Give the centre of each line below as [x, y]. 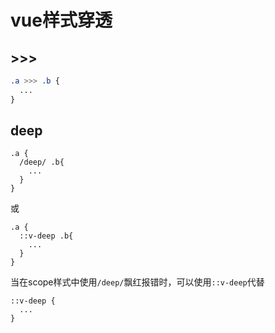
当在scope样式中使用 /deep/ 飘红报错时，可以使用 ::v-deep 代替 [137, 282]
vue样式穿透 [61, 20]
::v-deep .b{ [46, 236]
